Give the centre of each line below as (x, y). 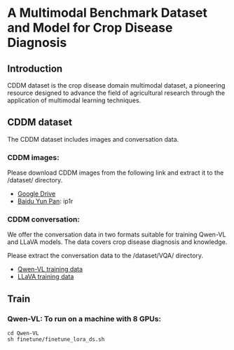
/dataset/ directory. (35, 180)
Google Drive (36, 194)
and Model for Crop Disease (90, 28)
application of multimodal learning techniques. (74, 100)
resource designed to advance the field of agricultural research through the (116, 93)
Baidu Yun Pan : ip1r (45, 201)
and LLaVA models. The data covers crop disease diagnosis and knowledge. (117, 242)
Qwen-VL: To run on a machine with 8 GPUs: (84, 318)
